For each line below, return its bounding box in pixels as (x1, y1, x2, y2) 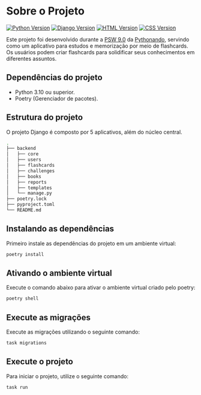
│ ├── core (6, 151, 39, 157)
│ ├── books (6, 173, 42, 179)
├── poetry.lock (6, 196, 47, 202)
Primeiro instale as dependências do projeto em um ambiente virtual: (6, 240, 176, 247)
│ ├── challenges (6, 167, 55, 174)
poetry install (6, 251, 44, 257)
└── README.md (6, 207, 42, 213)
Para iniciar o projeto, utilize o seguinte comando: (6, 372, 129, 380)
